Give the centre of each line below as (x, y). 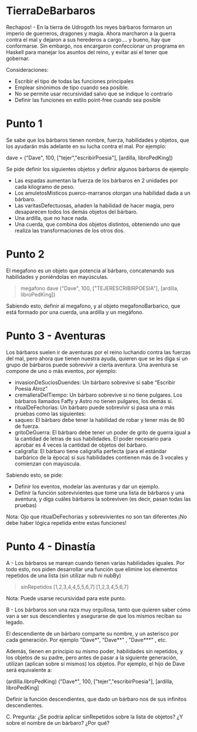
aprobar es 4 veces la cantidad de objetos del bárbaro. (81, 445)
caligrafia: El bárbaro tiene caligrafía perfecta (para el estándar (91, 451)
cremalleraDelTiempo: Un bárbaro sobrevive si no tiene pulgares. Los (98, 395)
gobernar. (18, 58)
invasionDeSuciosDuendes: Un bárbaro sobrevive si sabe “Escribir (95, 382)
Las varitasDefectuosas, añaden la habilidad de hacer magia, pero (94, 205)
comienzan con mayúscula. (47, 464)
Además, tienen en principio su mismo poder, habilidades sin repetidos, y (95, 651)
